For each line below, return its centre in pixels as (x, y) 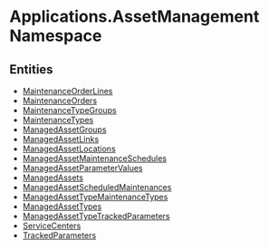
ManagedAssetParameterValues (82, 168)
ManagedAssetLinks (61, 139)
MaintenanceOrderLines (67, 91)
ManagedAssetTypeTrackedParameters (96, 216)
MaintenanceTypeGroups (69, 110)
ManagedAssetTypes (62, 206)
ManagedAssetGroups (64, 129)
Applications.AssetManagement (134, 17)
